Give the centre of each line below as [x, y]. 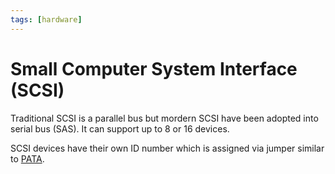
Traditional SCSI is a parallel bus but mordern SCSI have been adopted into [164, 118]
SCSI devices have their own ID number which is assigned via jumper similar [167, 148]
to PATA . [27, 158]
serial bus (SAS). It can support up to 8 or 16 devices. [120, 128]
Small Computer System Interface [154, 68]
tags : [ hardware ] [46, 19]
